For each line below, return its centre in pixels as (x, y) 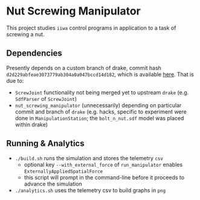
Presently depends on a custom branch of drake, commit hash (84, 68)
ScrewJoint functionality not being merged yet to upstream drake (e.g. (102, 92)
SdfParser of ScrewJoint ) (46, 98)
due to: (15, 80)
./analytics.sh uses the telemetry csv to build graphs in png (90, 190)
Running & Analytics (45, 144)
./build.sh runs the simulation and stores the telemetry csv (89, 158)
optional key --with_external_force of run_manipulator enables (103, 164)
